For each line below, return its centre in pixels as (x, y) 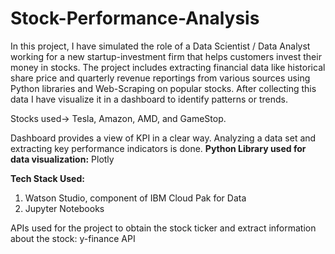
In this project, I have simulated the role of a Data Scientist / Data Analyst (160, 46)
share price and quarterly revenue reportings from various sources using (160, 78)
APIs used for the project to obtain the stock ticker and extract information (163, 228)
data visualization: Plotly (62, 159)
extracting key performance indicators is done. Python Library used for (158, 148)
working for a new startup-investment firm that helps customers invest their (166, 56)
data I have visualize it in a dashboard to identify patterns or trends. (149, 99)
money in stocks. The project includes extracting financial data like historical (168, 67)
